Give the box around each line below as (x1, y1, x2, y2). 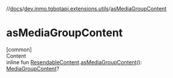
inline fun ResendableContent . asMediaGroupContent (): (6, 58, 142, 65)
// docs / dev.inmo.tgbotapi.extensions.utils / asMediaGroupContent (6, 5, 167, 12)
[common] (6, 46, 32, 53)
